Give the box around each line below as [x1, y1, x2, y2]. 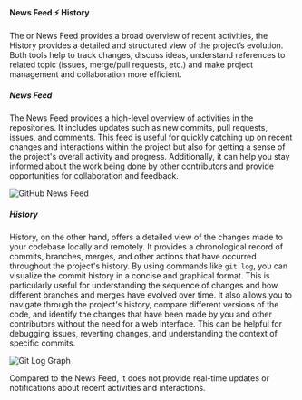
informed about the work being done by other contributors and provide [9, 161, 275, 171]
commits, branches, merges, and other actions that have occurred [9, 251, 257, 262]
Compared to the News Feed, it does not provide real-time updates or [9, 373, 270, 384]
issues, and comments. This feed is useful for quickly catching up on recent [9, 132, 293, 143]
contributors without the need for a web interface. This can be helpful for [9, 318, 283, 329]
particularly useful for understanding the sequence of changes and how [9, 280, 278, 291]
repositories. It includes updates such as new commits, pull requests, [9, 122, 268, 133]
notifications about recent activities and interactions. [9, 383, 206, 394]
